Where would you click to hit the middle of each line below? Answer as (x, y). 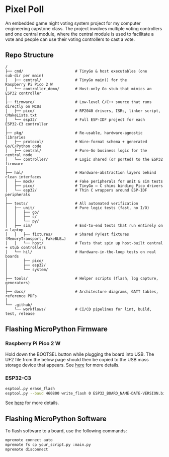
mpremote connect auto (29, 440)
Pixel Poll (25, 9)
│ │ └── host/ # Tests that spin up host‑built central (84, 243)
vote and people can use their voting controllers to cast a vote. (70, 39)
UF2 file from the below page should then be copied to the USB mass (77, 360)
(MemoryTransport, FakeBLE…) (36, 239)
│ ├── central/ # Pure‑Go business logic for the (76, 150)
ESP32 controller (23, 93)
